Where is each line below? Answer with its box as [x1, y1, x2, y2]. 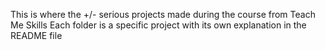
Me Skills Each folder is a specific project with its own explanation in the [10, 19, 307, 31]
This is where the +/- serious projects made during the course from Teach [10, 9, 316, 20]
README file [10, 30, 63, 41]
